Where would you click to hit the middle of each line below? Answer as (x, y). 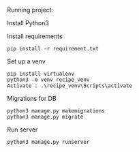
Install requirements (35, 36)
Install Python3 (28, 23)
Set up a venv (26, 61)
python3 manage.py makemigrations (56, 111)
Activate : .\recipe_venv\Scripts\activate (70, 86)
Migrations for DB (32, 98)
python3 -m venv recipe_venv (48, 80)
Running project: (30, 10)
